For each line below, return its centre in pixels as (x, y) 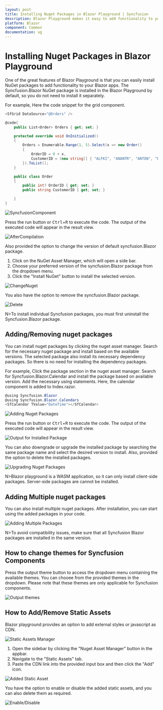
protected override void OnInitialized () (56, 136)
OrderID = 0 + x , (49, 154)
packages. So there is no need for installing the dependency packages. (76, 362)
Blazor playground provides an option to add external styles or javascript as (81, 624)
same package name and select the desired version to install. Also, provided (81, 453)
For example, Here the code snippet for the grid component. (65, 105)
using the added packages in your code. (45, 514)
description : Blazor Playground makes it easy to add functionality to (79, 18)
